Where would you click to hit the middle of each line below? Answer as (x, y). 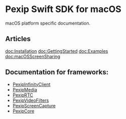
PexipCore (23, 111)
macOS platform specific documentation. (48, 23)
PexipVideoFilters (31, 100)
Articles (18, 39)
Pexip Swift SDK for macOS (64, 9)
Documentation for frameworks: (57, 72)
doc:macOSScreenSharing (33, 56)
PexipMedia (25, 89)
